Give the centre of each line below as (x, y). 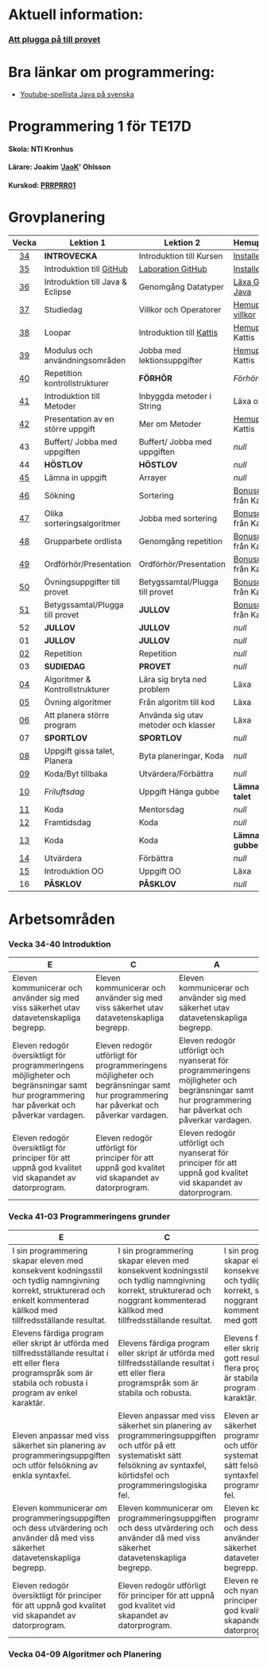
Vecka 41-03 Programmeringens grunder (89, 1216)
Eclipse (58, 292)
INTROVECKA (71, 256)
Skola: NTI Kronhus (41, 149)
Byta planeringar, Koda (182, 755)
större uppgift (70, 428)
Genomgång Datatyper (182, 286)
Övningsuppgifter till (82, 582)
